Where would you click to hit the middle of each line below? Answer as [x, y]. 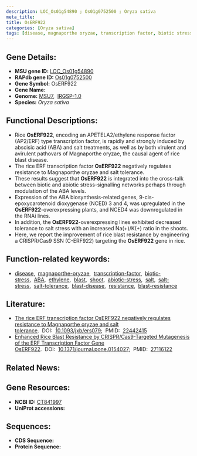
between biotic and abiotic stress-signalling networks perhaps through [100, 185]
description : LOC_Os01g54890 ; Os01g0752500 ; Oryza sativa [81, 11]
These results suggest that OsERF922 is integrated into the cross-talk [99, 178]
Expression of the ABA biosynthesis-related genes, [76, 197]
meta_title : [21, 17]
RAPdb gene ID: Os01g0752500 [53, 77]
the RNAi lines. [33, 216]
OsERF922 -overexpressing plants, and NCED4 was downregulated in [98, 209]
